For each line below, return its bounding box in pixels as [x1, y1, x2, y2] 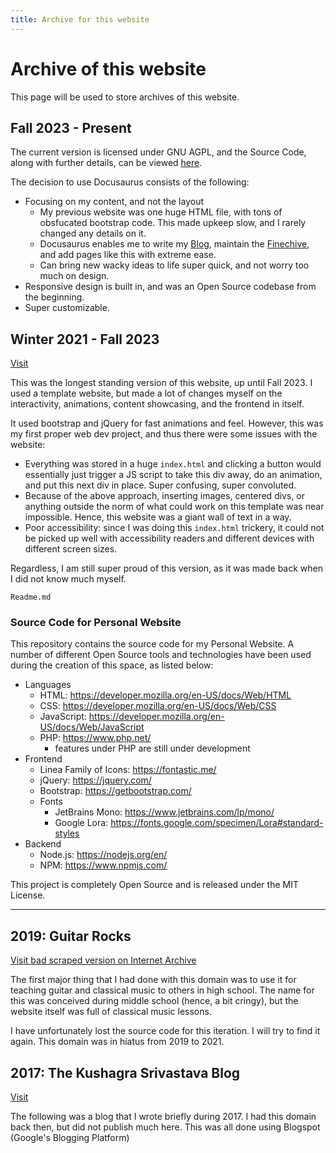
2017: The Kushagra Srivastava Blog [10, 1064, 241, 1081]
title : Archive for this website [10, 14, 150, 25]
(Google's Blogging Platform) [10, 1132, 130, 1144]
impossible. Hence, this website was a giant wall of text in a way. [24, 511, 292, 523]
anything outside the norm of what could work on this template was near [24, 501, 325, 513]
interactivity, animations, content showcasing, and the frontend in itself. [10, 398, 305, 410]
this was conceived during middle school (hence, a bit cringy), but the [10, 995, 299, 1007]
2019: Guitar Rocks [10, 927, 132, 945]
